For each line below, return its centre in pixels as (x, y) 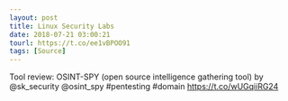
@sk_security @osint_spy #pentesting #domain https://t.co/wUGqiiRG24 (144, 87)
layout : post (34, 18)
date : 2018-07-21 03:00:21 (60, 34)
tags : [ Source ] (38, 51)
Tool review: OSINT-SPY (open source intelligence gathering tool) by (136, 77)
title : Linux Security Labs (62, 26)
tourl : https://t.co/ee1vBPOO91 (70, 43)
